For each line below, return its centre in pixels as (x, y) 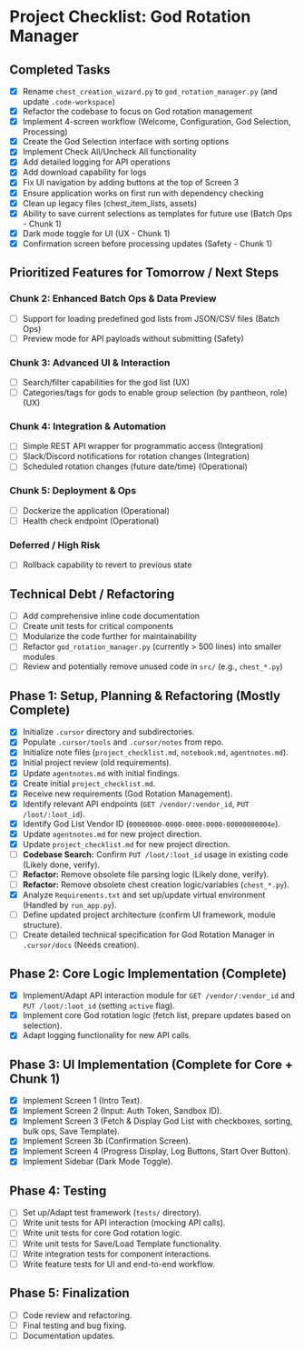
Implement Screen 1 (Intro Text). (82, 1101)
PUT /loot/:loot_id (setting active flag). (98, 1005)
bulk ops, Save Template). (71, 1131)
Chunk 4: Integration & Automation (88, 426)
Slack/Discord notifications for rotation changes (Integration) (136, 456)
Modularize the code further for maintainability (110, 636)
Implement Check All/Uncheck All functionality (109, 152)
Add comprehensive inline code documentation (111, 616)
